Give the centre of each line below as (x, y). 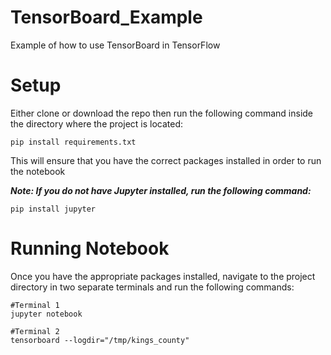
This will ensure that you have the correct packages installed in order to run (166, 160)
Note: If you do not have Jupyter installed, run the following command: (161, 190)
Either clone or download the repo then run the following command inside (162, 113)
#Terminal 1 (35, 305)
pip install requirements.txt (73, 142)
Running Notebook (90, 248)
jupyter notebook (46, 314)
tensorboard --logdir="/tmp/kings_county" (100, 340)
